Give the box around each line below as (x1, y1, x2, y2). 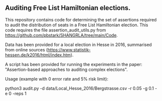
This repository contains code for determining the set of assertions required (5, 17, 157, 22)
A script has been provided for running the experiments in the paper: (5, 61, 142, 67)
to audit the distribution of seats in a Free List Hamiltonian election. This (5, 22, 148, 28)
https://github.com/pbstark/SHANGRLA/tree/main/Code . (5, 32, 118, 38)
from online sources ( (5, 47, 48, 52)
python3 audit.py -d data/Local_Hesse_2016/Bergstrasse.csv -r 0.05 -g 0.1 (5, 85, 154, 91)
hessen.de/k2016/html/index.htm (5, 52, 71, 58)
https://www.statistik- (48, 47, 91, 52)
